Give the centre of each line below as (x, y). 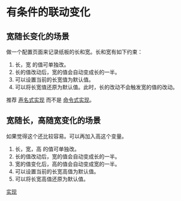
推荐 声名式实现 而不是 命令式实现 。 (50, 100)
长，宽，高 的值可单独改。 (47, 149)
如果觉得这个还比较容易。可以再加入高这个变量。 (67, 136)
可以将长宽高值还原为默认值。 (52, 179)
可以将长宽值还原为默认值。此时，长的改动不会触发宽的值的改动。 (96, 87)
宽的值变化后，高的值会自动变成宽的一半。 (67, 164)
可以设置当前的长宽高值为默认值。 (57, 171)
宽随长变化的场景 (38, 36)
